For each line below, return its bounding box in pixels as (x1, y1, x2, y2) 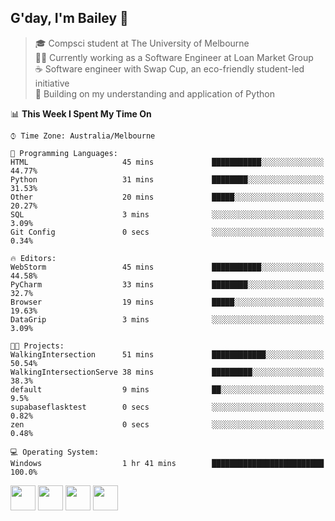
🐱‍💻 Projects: (10, 341, 65, 351)
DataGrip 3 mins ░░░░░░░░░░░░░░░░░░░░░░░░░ (10, 314, 325, 325)
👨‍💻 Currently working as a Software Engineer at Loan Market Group (34, 51, 314, 63)
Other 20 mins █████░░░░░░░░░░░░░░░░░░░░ (10, 192, 325, 202)
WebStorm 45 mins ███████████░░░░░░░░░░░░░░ (10, 262, 325, 272)
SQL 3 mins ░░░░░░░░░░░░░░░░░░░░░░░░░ (10, 209, 325, 220)
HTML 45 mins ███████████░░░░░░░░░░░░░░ (10, 157, 325, 167)
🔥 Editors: (10, 253, 57, 263)
